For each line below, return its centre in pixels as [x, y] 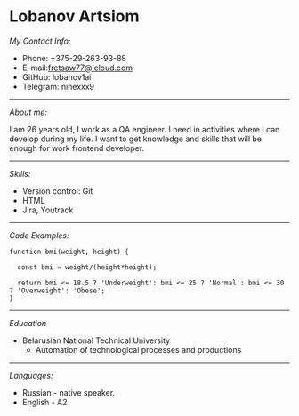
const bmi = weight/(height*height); [87, 267]
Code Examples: [39, 235]
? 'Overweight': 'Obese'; [57, 291]
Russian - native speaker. [69, 392]
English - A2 [45, 402]
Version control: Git [57, 191]
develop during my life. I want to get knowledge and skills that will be [136, 139]
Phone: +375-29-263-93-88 [74, 58]
